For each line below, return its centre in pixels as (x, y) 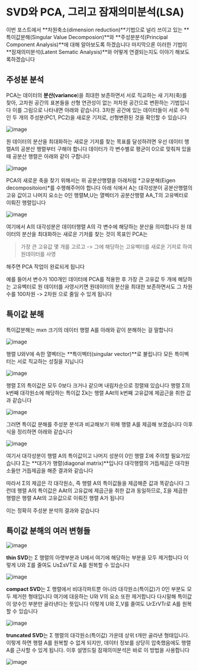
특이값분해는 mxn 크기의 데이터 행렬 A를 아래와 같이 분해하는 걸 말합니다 (90, 330)
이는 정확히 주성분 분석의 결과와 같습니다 (53, 511)
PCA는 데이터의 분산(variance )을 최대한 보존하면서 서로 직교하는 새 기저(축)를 (97, 95)
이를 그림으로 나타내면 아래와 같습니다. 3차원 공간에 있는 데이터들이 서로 (95, 110)
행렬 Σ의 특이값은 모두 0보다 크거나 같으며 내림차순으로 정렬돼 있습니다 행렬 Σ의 (98, 385)
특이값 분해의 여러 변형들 (48, 531)
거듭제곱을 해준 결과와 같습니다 (57, 470)
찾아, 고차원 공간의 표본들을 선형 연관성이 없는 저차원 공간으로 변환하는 (87, 102)
